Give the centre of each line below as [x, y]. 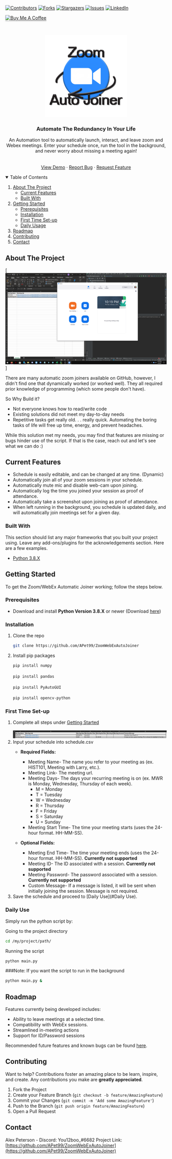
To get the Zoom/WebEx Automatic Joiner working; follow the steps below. [84, 586]
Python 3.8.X [26, 558]
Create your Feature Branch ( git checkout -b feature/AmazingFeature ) [88, 1095]
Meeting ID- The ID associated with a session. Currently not [92, 864]
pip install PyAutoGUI [37, 687]
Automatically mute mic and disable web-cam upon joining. [75, 485]
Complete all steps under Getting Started [56, 723]
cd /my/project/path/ [28, 941]
